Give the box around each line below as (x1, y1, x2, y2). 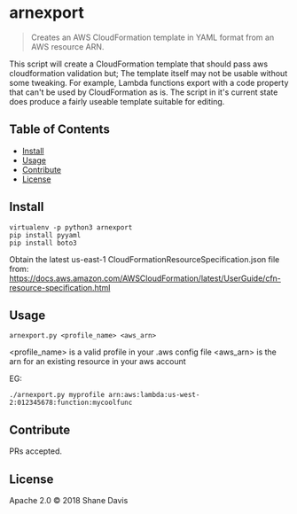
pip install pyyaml (9, 230, 82, 239)
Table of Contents (9, 122, 111, 137)
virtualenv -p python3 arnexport (9, 222, 133, 232)
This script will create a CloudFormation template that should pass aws (9, 58, 269, 69)
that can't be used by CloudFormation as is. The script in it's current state (9, 87, 278, 97)
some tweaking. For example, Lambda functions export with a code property (9, 77, 289, 88)
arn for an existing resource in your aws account (9, 356, 186, 367)
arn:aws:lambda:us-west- (107, 391, 200, 400)
